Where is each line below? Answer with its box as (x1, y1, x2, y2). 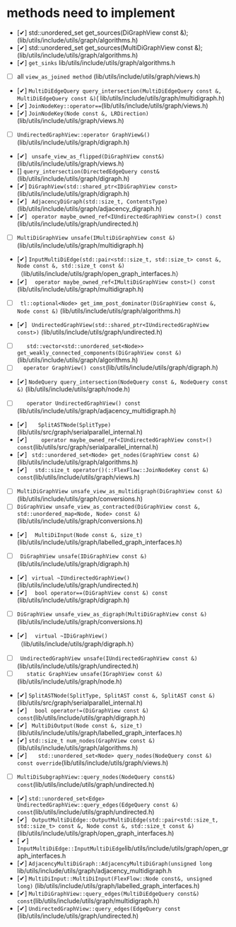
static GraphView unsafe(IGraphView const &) (26, 670, 163, 677)
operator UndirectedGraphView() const (26, 400, 141, 408)
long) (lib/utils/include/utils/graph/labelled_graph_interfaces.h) (16, 881, 200, 889)
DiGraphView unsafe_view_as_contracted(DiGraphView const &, (16, 504, 201, 511)
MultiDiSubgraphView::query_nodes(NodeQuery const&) (16, 773, 176, 781)
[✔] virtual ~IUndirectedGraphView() (16, 573, 130, 582)
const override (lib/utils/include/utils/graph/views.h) (16, 759, 169, 767)
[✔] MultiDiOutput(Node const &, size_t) (16, 720, 143, 730)
